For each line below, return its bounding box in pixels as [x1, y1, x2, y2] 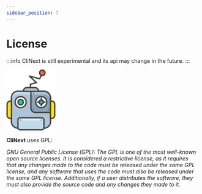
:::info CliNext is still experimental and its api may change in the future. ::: [6, 57, 190, 64]
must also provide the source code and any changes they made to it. [6, 181, 181, 188]
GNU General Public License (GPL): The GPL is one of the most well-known [6, 148, 196, 156]
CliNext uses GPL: [6, 136, 53, 143]
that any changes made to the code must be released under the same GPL [6, 161, 195, 168]
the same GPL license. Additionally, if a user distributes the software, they [6, 174, 193, 181]
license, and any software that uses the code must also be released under [6, 168, 194, 175]
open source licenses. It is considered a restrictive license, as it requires [6, 154, 189, 162]
